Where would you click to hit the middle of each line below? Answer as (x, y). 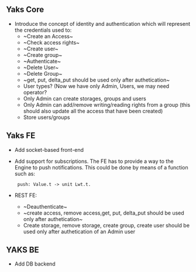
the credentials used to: (43, 30)
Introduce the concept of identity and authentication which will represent (102, 23)
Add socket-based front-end (49, 149)
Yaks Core (25, 10)
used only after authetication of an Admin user (79, 232)
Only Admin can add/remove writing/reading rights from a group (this (107, 104)
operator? (35, 92)
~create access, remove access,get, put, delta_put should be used (104, 213)
